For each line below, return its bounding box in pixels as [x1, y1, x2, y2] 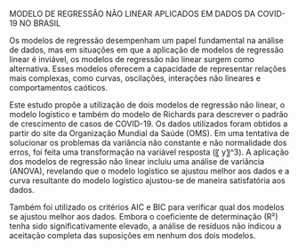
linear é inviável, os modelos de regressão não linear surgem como [9, 54, 255, 64]
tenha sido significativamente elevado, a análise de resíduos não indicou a [9, 221, 282, 231]
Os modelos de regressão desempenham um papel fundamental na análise [9, 36, 285, 45]
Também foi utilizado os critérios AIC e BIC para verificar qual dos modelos [9, 202, 285, 213]
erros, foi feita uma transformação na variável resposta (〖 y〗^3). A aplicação [9, 147, 289, 157]
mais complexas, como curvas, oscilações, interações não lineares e [9, 73, 261, 84]
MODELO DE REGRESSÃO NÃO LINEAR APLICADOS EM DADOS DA [9, 9, 256, 19]
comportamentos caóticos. [9, 83, 109, 92]
